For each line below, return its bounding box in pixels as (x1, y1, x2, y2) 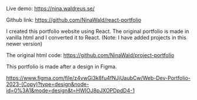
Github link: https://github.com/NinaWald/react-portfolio (6, 16, 142, 23)
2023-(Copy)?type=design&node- (6, 81, 89, 88)
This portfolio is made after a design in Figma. (6, 63, 118, 70)
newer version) (6, 41, 43, 47)
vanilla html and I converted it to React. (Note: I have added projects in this (6, 34, 186, 41)
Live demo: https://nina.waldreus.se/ (6, 5, 95, 12)
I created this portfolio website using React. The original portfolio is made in (6, 28, 189, 35)
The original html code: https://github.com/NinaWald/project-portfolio (6, 52, 175, 58)
